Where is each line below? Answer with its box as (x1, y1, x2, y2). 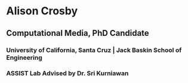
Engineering (6, 53, 43, 62)
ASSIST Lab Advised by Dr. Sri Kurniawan (6, 69, 129, 78)
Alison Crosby (6, 4, 78, 18)
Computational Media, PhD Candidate (6, 28, 149, 38)
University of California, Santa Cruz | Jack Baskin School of (6, 46, 182, 54)
